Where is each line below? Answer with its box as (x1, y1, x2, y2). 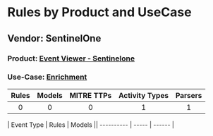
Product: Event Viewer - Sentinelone (7, 54, 135, 63)
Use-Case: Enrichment (7, 72, 87, 82)
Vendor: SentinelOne (7, 32, 102, 44)
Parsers (175, 90, 202, 100)
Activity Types (118, 90, 169, 100)
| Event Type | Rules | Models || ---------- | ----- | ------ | (7, 120, 175, 129)
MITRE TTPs (69, 90, 112, 100)
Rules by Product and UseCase (7, 4, 192, 20)
